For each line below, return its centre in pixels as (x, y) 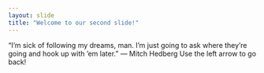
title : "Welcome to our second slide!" (74, 23)
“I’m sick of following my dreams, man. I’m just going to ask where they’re (128, 45)
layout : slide (32, 15)
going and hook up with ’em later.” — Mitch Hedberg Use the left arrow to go (132, 53)
